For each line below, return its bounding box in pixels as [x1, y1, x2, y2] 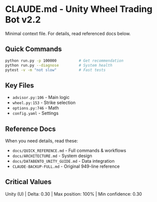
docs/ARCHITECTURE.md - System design [12, 153, 92, 159]
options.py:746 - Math [12, 105, 59, 111]
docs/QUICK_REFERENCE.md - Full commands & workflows [12, 148, 126, 153]
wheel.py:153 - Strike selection [12, 100, 76, 105]
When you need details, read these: [5, 138, 78, 144]
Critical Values [5, 178, 52, 186]
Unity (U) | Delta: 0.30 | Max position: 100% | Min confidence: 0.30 [5, 191, 142, 197]
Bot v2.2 [5, 14, 41, 25]
